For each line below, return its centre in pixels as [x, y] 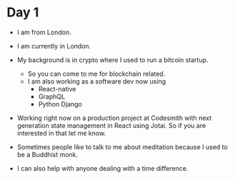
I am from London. [44, 32]
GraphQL [52, 96]
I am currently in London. [54, 46]
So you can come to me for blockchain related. [96, 74]
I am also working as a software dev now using [96, 81]
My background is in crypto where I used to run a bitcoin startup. [112, 60]
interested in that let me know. [61, 133]
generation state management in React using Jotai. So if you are [111, 125]
